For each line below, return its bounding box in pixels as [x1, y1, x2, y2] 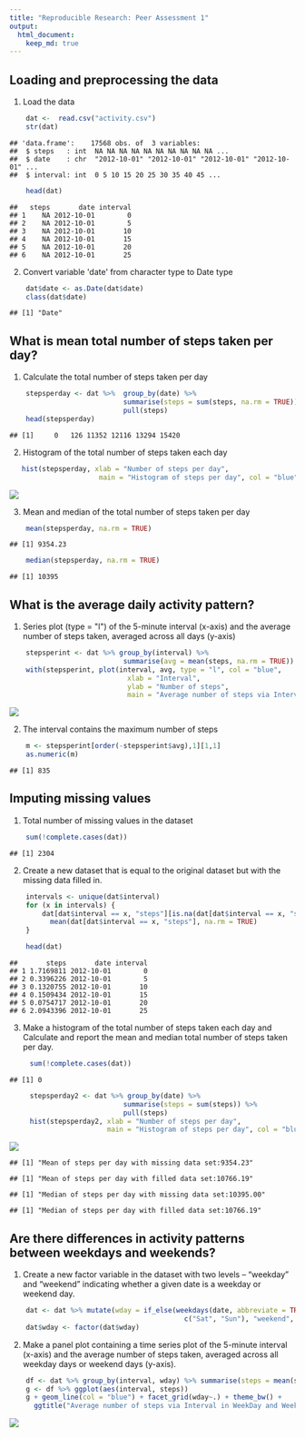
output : [9, 22, 39, 31]
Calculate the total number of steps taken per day [22, 371, 209, 382]
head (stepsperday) [25, 414, 95, 423]
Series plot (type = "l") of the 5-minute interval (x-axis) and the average [22, 621, 291, 632]
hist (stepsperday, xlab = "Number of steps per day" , [21, 464, 230, 473]
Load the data [22, 96, 75, 107]
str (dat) [25, 122, 59, 132]
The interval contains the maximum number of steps [22, 723, 219, 735]
